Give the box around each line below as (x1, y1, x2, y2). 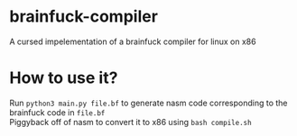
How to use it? (9, 68, 118, 88)
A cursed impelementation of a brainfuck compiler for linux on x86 (9, 36, 256, 47)
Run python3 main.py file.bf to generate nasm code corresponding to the (9, 97, 288, 108)
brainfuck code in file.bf (9, 106, 106, 118)
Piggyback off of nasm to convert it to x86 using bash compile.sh (9, 116, 252, 127)
